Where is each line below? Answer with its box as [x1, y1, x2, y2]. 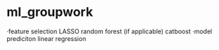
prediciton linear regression [6, 34, 87, 42]
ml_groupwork [6, 4, 93, 20]
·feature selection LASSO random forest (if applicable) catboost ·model [6, 27, 213, 35]
